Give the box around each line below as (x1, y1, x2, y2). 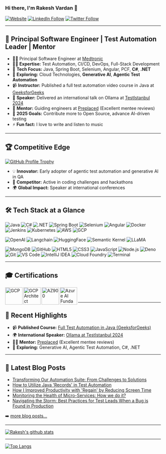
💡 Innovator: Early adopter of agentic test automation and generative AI (12, 168, 159, 174)
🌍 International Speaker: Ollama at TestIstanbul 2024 (12, 332, 124, 338)
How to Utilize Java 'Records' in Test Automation (12, 382, 112, 388)
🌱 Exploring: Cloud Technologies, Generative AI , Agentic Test (12, 71, 140, 77)
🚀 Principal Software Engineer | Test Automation (5, 35, 157, 43)
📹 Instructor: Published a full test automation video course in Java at (12, 82, 154, 88)
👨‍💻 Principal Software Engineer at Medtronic (12, 56, 103, 62)
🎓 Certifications (5, 271, 58, 280)
